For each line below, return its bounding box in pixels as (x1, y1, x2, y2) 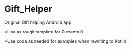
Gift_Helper (4, 3, 53, 15)
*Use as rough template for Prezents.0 (4, 29, 83, 34)
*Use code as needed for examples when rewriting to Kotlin (4, 38, 127, 44)
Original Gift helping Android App (4, 19, 72, 25)
